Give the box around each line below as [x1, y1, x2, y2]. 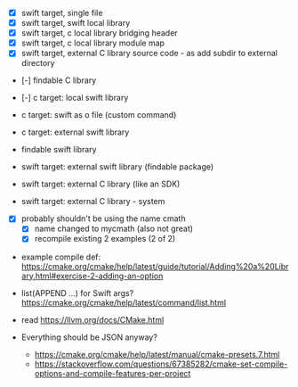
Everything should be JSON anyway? [20, 332, 157, 342]
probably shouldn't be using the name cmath [20, 213, 186, 224]
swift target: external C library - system [20, 196, 165, 207]
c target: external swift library [20, 127, 130, 137]
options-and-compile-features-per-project [34, 367, 191, 378]
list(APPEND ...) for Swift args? [20, 287, 134, 298]
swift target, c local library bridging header [20, 28, 179, 38]
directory [20, 58, 55, 69]
